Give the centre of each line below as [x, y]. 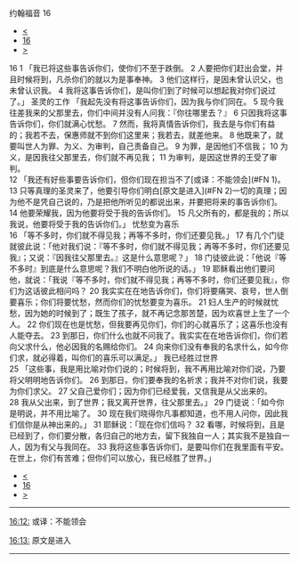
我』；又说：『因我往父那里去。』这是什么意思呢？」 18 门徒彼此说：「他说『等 [148, 257]
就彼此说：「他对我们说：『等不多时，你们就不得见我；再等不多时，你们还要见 [149, 246]
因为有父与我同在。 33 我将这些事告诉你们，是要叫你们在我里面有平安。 [157, 447]
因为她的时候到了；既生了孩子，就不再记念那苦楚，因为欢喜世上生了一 [153, 313]
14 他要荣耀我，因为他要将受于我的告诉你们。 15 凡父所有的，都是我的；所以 [149, 213]
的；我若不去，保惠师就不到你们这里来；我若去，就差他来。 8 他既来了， [142, 135]
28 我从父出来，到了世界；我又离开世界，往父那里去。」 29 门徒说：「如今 [143, 402]
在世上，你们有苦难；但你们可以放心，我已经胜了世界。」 [113, 458]
